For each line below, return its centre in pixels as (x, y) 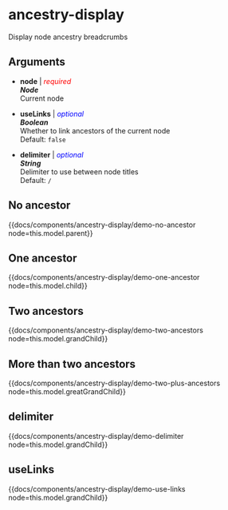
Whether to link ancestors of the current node (95, 130)
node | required (45, 81)
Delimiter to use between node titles (79, 171)
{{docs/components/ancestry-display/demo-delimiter (96, 436)
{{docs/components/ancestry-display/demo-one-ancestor (104, 277)
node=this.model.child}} (48, 286)
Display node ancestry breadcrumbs (68, 37)
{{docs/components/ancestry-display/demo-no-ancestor (102, 225)
